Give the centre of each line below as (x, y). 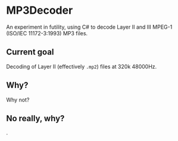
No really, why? (35, 118)
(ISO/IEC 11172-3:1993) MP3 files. (47, 33)
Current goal (30, 52)
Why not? (18, 100)
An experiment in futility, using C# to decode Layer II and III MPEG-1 (89, 27)
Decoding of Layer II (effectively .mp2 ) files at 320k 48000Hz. (82, 66)
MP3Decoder (40, 10)
